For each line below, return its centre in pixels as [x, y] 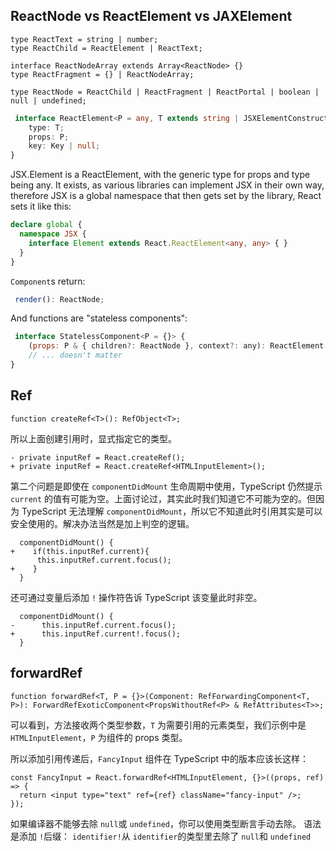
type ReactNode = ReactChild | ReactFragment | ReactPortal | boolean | [165, 92]
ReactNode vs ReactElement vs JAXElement [151, 16]
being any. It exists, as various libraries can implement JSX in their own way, [167, 185]
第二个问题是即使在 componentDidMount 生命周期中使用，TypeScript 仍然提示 [166, 486]
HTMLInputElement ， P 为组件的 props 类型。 [99, 737]
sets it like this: [41, 206]
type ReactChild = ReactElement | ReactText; [106, 48]
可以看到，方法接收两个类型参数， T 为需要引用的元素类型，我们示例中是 [158, 725]
